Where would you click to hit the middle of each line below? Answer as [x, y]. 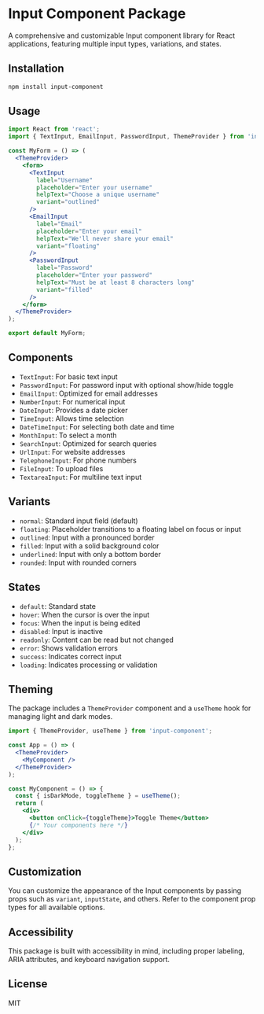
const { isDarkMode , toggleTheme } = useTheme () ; [98, 796]
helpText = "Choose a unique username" [98, 195]
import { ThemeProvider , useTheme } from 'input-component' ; [110, 731]
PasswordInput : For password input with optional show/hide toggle [126, 385]
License [28, 984]
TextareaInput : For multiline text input [81, 477]
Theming [31, 689]
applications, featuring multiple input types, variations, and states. [115, 43]
